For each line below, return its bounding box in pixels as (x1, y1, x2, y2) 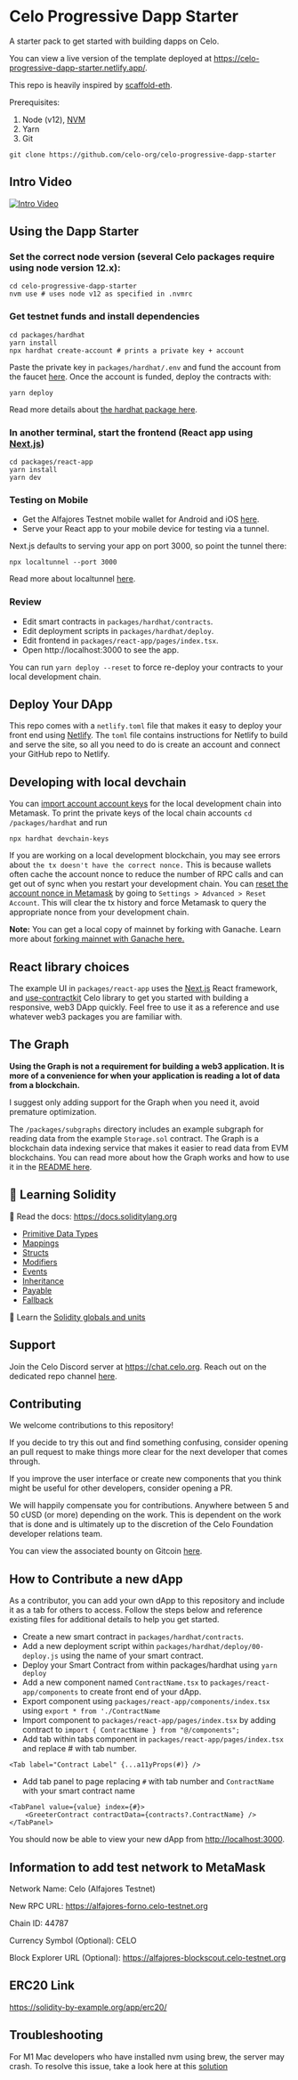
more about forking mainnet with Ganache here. (9, 933, 185, 945)
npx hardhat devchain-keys (9, 834, 109, 843)
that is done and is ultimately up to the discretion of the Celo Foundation (9, 1519, 274, 1530)
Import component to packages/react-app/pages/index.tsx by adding (21, 1715, 277, 1726)
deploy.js (21, 1652, 60, 1662)
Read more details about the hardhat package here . (9, 403, 198, 415)
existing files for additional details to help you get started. (9, 1614, 220, 1625)
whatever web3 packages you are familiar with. (9, 1012, 182, 1022)
